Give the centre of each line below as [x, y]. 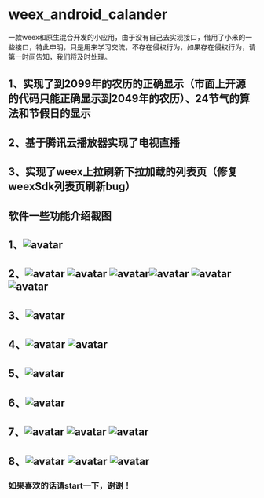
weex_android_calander [88, 15]
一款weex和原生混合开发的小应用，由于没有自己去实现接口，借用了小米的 [127, 37]
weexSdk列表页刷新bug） [72, 187]
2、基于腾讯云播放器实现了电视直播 [94, 143]
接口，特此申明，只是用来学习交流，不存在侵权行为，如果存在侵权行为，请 [135, 47]
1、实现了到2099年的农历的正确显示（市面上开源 [127, 84]
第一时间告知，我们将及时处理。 [60, 57]
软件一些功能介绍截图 [60, 216]
